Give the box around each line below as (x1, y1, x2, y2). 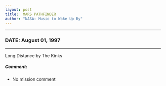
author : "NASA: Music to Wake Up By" (5, 16, 83, 21)
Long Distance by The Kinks (5, 52, 63, 59)
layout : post (5, 7, 32, 12)
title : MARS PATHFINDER (5, 12, 56, 17)
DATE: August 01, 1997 (5, 37, 61, 44)
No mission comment (12, 76, 56, 82)
